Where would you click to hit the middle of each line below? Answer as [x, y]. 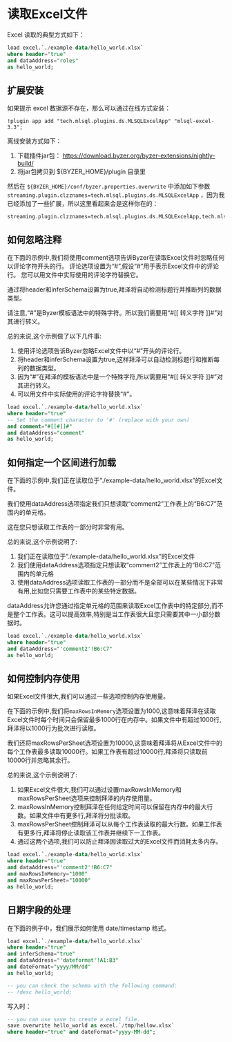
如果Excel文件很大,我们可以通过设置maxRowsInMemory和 [99, 790]
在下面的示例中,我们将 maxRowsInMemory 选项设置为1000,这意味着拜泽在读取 [112, 711]
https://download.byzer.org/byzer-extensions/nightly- [139, 155]
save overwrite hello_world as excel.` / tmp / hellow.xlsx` [91, 1026]
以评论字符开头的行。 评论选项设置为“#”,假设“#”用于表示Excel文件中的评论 [113, 266]
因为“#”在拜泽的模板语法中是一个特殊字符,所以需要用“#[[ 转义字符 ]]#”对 [120, 377]
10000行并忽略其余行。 [40, 760]
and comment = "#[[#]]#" [40, 426]
